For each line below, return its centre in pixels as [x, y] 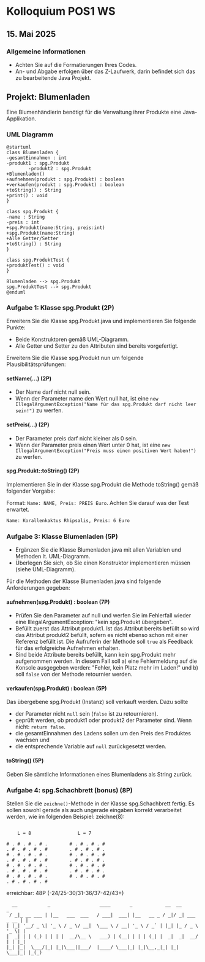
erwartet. [18, 509]
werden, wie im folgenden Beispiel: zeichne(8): [65, 816]
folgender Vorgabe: [31, 491]
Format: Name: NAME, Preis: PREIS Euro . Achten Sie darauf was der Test [98, 503]
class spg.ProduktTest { [38, 260]
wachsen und [32, 740]
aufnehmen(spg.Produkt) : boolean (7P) [58, 602]
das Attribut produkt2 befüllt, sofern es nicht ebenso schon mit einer [102, 635]
